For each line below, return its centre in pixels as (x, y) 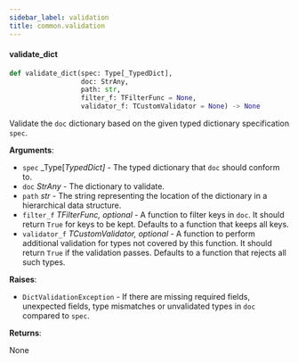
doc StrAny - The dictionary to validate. (93, 186)
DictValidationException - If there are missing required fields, (136, 297)
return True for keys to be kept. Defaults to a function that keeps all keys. (155, 225)
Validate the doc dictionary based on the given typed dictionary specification (149, 124)
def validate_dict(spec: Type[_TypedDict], (91, 73)
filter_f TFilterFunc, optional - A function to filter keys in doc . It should (153, 215)
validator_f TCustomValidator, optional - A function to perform (138, 234)
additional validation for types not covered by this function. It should (147, 243)
